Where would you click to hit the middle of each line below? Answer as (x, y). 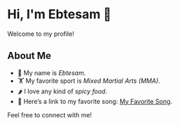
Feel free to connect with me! (50, 114)
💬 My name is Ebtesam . (52, 72)
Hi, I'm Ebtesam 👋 (59, 14)
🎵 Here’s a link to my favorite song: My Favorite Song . (95, 101)
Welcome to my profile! (41, 34)
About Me (29, 56)
